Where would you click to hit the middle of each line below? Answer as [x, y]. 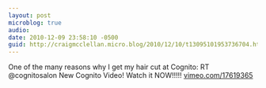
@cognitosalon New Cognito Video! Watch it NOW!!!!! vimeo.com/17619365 [131, 75]
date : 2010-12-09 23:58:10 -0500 [63, 37]
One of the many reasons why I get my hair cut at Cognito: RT [109, 67]
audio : [19, 30]
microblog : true [35, 23]
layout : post [30, 15]
